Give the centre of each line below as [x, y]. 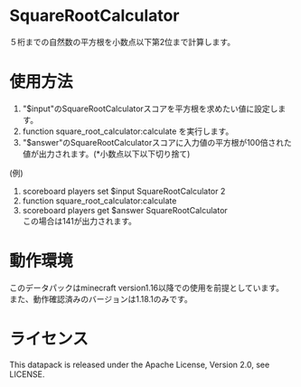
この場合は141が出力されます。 [80, 221]
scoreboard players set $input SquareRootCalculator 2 [124, 191]
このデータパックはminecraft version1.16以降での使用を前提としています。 [147, 288]
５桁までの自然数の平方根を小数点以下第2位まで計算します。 [122, 42]
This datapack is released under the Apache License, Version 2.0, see [140, 364]
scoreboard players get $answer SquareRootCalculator [125, 210]
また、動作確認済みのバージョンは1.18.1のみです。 [101, 298]
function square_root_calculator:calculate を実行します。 [128, 131]
